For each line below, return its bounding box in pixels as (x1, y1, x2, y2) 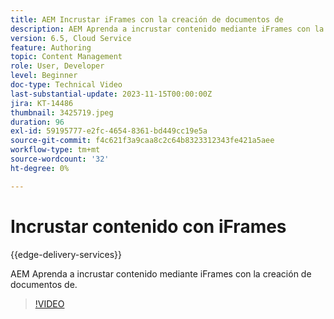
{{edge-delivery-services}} (10, 248, 123, 260)
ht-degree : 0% (10, 163, 70, 173)
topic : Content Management (10, 52, 123, 62)
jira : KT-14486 (10, 98, 74, 108)
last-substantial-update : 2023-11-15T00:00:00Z (10, 89, 213, 99)
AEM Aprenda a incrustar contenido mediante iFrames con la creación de (10, 267, 312, 280)
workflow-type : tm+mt (10, 145, 101, 155)
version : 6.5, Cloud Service (10, 33, 132, 43)
